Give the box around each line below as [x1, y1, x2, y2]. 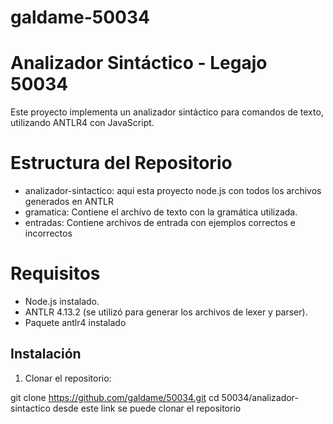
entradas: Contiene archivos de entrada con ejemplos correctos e [24, 217, 296, 229]
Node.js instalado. [24, 296, 100, 307]
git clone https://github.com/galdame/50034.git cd [10, 391, 220, 403]
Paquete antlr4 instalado [24, 317, 127, 328]
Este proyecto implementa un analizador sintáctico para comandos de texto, [10, 106, 324, 118]
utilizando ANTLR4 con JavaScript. [10, 117, 155, 129]
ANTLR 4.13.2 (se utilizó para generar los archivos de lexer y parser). [24, 306, 308, 318]
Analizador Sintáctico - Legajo [10, 52, 268, 75]
